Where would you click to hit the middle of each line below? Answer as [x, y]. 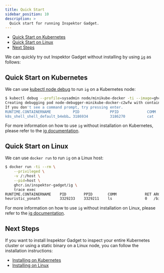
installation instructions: [29, 251]
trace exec [25, 189]
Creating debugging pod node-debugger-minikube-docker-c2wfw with [74, 103]
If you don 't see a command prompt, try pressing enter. [64, 107]
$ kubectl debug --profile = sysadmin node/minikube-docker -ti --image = [79, 98]
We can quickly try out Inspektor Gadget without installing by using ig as [78, 57]
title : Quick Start [25, 10]
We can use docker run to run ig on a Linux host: [54, 158]
